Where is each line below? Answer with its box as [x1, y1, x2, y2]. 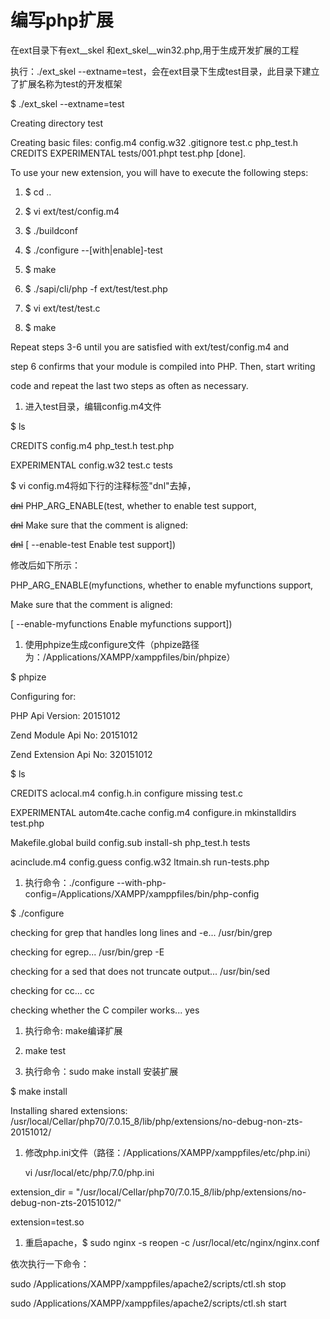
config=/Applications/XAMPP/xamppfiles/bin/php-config [24, 887, 260, 900]
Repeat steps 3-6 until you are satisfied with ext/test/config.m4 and [10, 341, 290, 353]
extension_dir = [10, 1186, 74, 1198]
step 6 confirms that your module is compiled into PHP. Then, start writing [10, 360, 316, 372]
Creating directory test [10, 117, 104, 129]
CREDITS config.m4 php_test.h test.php [10, 439, 175, 451]
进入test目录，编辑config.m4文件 [24, 400, 162, 412]
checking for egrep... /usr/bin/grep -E [10, 946, 165, 958]
